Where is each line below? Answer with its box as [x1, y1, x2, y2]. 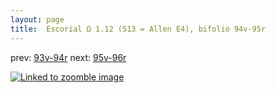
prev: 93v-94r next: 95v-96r [10, 51, 127, 63]
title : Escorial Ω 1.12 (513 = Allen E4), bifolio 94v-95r [10, 24, 267, 34]
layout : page [10, 14, 65, 25]
